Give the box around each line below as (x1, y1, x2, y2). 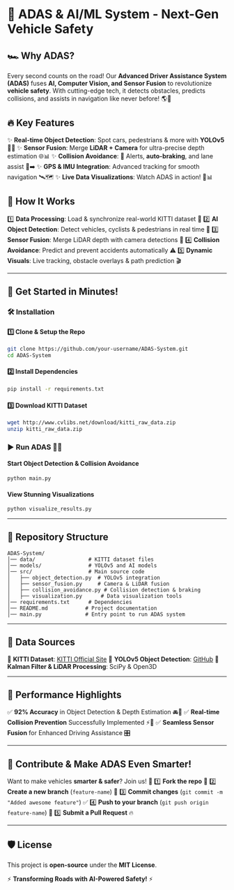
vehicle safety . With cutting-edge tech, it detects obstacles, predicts (7, 86, 205, 95)
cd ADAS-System (7, 352, 52, 359)
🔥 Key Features (7, 117, 75, 129)
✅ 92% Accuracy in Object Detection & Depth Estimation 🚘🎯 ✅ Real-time (7, 708, 220, 716)
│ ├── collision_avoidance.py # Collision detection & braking (7, 586, 201, 594)
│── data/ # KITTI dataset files (7, 556, 155, 563)
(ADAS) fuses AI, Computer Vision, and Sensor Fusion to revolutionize (7, 80, 212, 87)
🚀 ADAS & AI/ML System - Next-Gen (7, 6, 219, 22)
